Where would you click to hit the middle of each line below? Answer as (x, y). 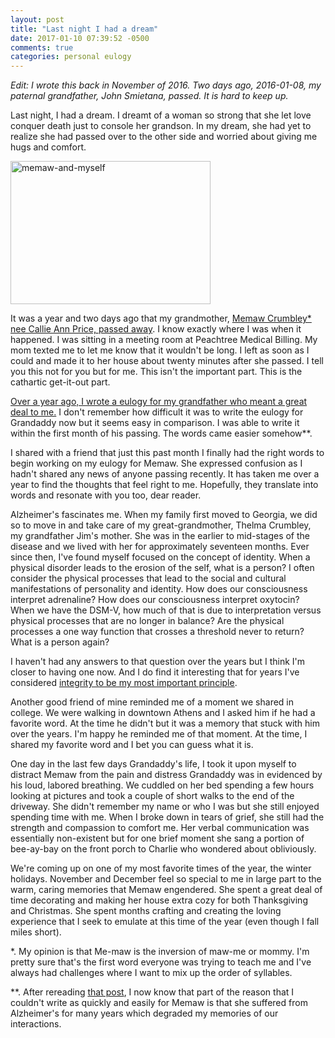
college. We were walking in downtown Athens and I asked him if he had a (163, 713)
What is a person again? (60, 642)
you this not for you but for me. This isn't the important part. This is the (156, 372)
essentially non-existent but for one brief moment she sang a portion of (157, 838)
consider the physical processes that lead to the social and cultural (148, 578)
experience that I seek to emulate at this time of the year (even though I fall (165, 922)
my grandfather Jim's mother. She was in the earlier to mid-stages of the (160, 536)
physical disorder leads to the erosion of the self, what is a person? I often (162, 568)
